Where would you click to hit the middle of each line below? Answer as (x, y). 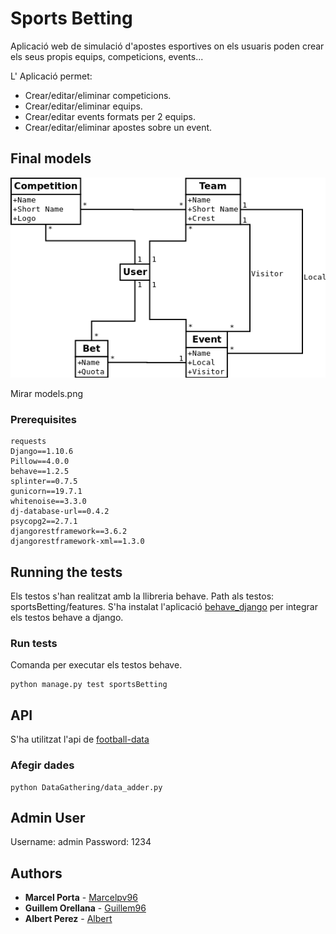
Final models (51, 158)
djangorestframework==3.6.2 (69, 532)
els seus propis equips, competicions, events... (107, 56)
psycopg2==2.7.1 (44, 522)
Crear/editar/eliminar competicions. (98, 95)
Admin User (48, 817)
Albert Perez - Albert (68, 919)
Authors (36, 873)
